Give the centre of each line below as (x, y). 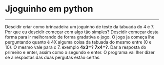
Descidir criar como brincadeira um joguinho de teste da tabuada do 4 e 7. (80, 26)
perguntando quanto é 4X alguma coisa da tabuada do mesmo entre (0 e (78, 42)
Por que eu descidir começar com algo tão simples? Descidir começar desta (82, 32)
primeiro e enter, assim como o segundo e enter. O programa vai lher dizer (80, 52)
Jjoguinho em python (49, 9)
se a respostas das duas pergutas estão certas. (53, 57)
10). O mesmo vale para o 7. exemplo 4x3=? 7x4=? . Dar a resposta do (76, 47)
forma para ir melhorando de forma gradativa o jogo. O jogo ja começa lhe (80, 37)
